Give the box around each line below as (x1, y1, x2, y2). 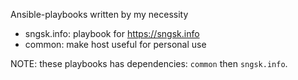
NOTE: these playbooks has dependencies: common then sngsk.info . (10, 58, 288, 69)
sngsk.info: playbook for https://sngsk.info (24, 28, 200, 39)
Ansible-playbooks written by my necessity (10, 9, 189, 20)
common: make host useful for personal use (24, 39, 207, 50)
